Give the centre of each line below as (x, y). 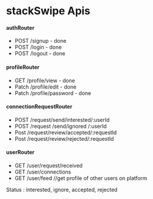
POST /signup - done (40, 41)
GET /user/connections (43, 172)
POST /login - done (38, 47)
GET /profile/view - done (45, 80)
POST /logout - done (40, 53)
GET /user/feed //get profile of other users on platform (81, 178)
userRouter (20, 152)
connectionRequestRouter (39, 107)
